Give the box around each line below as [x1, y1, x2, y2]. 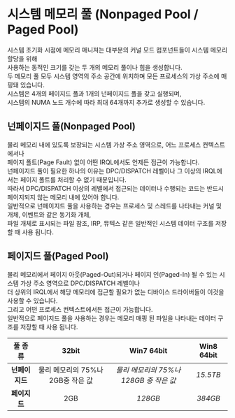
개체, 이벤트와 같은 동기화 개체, [7, 210, 92, 219]
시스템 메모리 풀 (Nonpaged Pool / [7, 6, 199, 22]
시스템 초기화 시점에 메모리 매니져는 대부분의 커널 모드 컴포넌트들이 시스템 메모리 [7, 45, 228, 54]
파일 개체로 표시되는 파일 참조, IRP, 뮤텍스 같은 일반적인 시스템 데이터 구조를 [7, 219, 214, 227]
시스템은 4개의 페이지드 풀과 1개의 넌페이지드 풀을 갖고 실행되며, [7, 89, 182, 98]
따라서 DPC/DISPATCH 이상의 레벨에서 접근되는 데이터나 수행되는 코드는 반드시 [7, 184, 224, 192]
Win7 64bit [129, 345, 168, 355]
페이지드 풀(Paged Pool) [7, 250, 109, 262]
